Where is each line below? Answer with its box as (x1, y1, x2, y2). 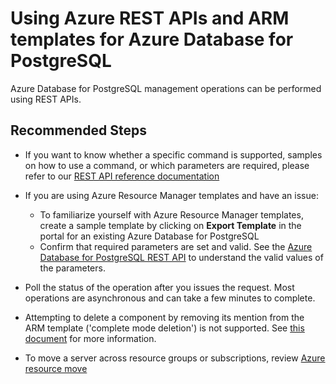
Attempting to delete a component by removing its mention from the (24, 311, 305, 323)
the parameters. (39, 262, 106, 274)
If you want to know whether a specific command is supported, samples (24, 148, 323, 161)
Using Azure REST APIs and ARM (10, 7, 290, 30)
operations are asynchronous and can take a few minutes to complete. (24, 292, 316, 304)
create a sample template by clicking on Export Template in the (39, 219, 302, 231)
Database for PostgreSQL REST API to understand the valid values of (39, 251, 324, 263)
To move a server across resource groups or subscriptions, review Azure (24, 352, 326, 364)
